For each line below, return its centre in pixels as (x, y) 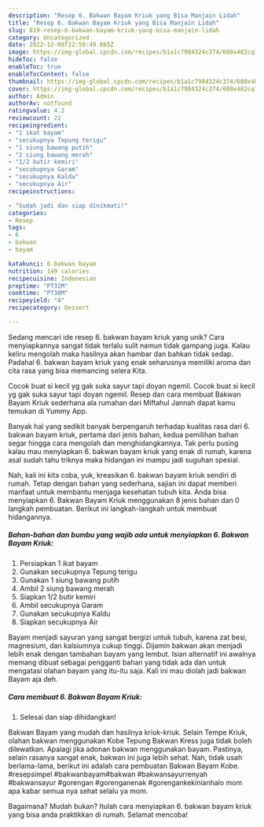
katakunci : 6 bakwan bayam (52, 264)
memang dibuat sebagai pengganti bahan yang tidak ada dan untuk (117, 662)
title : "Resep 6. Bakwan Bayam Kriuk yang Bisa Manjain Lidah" (114, 23)
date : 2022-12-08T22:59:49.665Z (61, 45)
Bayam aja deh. (33, 679)
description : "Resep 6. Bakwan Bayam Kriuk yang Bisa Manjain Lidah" (125, 15)
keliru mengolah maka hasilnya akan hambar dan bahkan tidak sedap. (121, 354)
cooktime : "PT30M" (38, 293)
